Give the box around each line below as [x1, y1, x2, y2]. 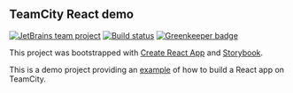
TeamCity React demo [9, 7, 135, 22]
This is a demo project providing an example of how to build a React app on [9, 64, 285, 75]
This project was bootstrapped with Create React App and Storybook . [9, 47, 264, 58]
